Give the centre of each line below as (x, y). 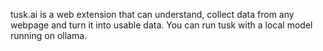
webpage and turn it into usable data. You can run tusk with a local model (161, 25)
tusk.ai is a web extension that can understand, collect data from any (152, 14)
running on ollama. (49, 35)
